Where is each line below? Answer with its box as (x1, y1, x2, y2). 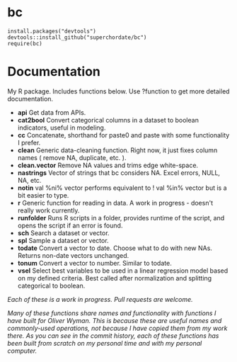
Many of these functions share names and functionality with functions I (7, 309, 216, 317)
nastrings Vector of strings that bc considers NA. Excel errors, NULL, (17, 168, 221, 177)
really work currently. (17, 206, 80, 215)
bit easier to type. (17, 191, 69, 199)
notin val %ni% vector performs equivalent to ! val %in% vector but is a (17, 183, 228, 192)
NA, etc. (17, 176, 42, 184)
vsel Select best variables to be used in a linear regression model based (17, 266, 229, 275)
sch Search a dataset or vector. (17, 228, 110, 237)
